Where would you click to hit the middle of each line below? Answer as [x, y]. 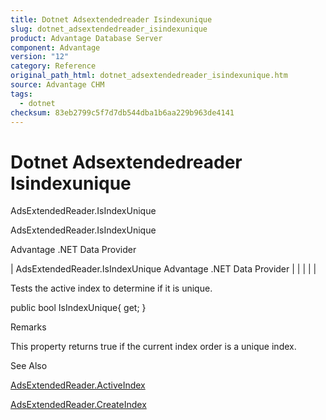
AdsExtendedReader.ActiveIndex [78, 385]
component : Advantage [55, 47]
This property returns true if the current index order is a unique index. [153, 347]
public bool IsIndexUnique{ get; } [78, 308]
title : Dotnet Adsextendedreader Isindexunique [111, 19]
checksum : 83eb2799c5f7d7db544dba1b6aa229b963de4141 [122, 112]
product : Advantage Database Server [86, 38]
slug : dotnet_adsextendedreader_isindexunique [109, 29]
